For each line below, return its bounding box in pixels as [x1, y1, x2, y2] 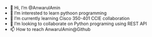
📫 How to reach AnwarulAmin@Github [10, 26, 91, 32]
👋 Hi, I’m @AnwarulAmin [10, 5, 61, 10]
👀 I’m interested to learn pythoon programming [10, 10, 107, 16]
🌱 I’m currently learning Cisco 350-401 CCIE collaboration [10, 15, 130, 21]
